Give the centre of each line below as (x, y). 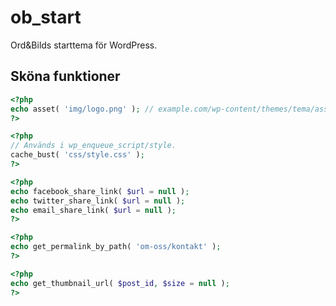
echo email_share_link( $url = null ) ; (93, 210)
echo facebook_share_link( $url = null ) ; (100, 191)
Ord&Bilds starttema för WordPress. (84, 45)
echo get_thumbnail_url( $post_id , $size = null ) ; (120, 283)
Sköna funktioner (65, 76)
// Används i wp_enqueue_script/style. (93, 146)
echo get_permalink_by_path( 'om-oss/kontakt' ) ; (116, 247)
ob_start (46, 17)
